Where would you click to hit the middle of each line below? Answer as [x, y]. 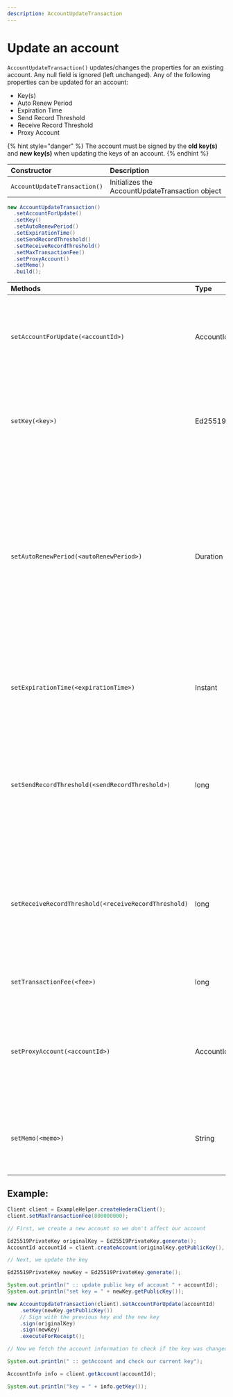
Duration [209, 556]
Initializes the [131, 182]
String [205, 1139]
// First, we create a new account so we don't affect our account [107, 1228]
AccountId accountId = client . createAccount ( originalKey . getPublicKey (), [116, 1248]
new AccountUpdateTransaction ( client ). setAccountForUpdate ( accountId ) [111, 1304]
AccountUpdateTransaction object [166, 190]
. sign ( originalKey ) [48, 1323]
